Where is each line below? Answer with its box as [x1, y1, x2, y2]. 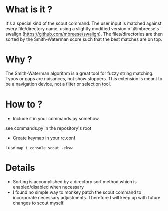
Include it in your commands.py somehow [12, 115, 99, 121]
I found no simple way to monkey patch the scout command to [12, 189, 142, 195]
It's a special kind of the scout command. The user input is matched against [5, 20, 162, 26]
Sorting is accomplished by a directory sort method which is [12, 178, 137, 184]
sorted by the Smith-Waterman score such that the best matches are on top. [5, 36, 163, 42]
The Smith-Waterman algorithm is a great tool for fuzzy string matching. [5, 70, 154, 76]
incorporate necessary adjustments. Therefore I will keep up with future [12, 194, 161, 200]
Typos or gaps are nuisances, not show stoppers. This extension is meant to [5, 75, 163, 81]
